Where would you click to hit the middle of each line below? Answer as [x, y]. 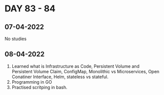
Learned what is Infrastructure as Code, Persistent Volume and [76, 66]
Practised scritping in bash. [39, 87]
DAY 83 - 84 [30, 9]
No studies [16, 39]
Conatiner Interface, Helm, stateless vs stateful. [60, 77]
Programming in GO [32, 82]
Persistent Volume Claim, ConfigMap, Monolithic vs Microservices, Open [85, 71]
